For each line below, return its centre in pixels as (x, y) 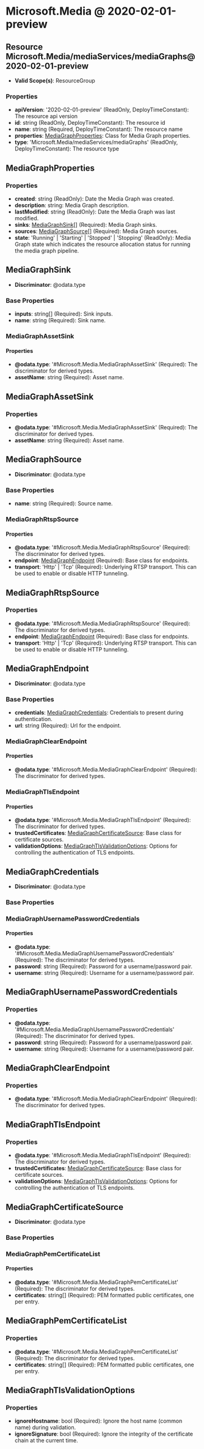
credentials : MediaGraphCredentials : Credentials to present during (99, 712)
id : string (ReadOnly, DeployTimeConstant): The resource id (90, 123)
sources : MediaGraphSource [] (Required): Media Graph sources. (96, 231)
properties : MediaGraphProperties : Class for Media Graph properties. (102, 136)
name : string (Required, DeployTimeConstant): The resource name (99, 129)
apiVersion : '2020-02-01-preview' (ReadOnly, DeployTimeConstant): (102, 110)
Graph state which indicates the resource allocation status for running (102, 244)
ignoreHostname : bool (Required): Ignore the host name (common (98, 1421)
